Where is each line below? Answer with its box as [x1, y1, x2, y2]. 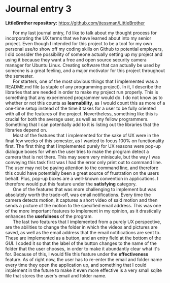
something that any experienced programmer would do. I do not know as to [5, 95, 163, 101]
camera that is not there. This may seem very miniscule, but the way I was [5, 153, 160, 160]
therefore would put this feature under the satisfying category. [5, 181, 137, 187]
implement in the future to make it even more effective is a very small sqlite [5, 267, 162, 273]
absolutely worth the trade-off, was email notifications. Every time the [5, 192, 151, 198]
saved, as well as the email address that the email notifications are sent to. [5, 229, 161, 235]
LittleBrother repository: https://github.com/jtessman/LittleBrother [5, 20, 145, 26]
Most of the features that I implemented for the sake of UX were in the [12, 132, 159, 138]
